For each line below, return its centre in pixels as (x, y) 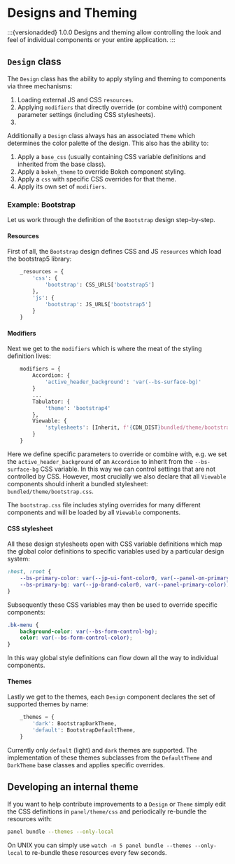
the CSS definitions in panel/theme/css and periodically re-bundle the (107, 811)
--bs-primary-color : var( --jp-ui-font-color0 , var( (97, 578)
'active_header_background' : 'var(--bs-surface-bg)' (123, 382)
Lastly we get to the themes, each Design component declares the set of (111, 697)
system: (19, 559)
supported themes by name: (48, 704)
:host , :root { (29, 572)
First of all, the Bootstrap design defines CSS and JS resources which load (114, 252)
